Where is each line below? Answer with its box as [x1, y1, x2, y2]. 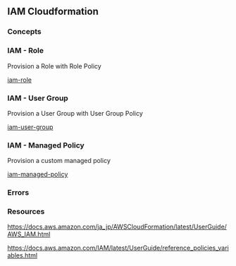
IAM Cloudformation [7, 6, 99, 18]
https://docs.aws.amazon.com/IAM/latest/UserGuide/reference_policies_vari [7, 243, 229, 253]
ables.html [7, 251, 37, 260]
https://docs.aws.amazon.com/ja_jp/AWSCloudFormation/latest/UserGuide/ [7, 222, 228, 231]
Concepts [7, 27, 42, 37]
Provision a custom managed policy [7, 157, 111, 165]
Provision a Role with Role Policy [7, 61, 102, 70]
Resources [7, 207, 45, 217]
